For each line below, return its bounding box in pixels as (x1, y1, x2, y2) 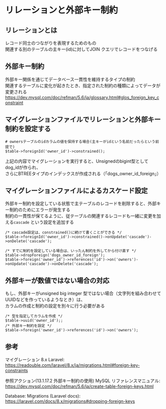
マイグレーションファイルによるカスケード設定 (5, 187, 148, 195)
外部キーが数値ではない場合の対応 (5, 276, 110, 285)
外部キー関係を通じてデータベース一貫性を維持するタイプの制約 (5, 76, 135, 82)
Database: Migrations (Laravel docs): (5, 393, 81, 399)
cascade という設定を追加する (13, 219, 74, 225)
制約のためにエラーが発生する (9, 207, 70, 213)
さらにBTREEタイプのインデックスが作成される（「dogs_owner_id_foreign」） (5, 170, 162, 177)
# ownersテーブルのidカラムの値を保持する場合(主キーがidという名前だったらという (5, 139, 156, 144)
